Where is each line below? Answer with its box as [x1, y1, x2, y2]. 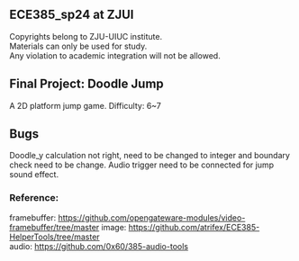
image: [101, 221, 127, 232]
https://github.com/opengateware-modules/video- [58, 211, 246, 223]
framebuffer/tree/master [9, 221, 100, 232]
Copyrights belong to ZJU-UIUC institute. [9, 31, 163, 41]
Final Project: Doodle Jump [9, 76, 164, 92]
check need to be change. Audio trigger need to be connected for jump [9, 159, 275, 170]
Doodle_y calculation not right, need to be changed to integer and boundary [9, 150, 291, 161]
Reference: [9, 192, 59, 204]
